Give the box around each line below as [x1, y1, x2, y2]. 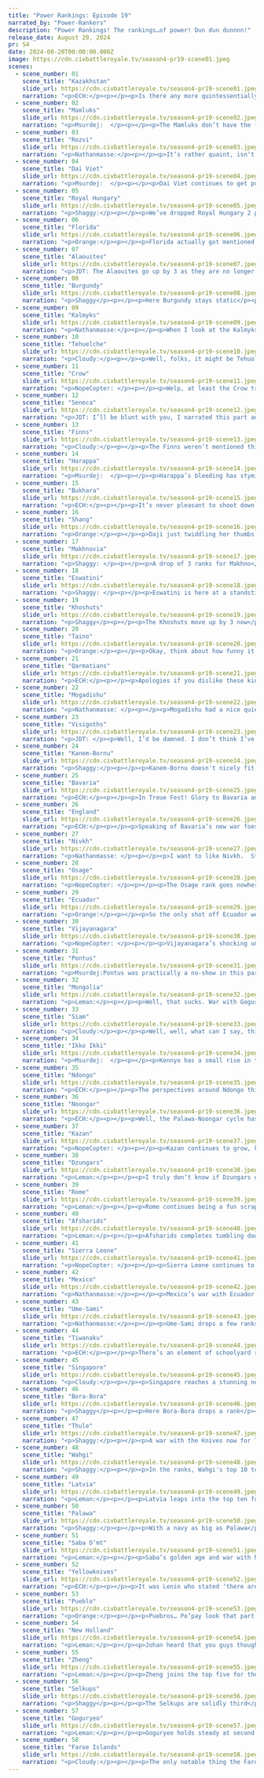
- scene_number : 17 [15, 538, 79, 546]
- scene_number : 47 [15, 1414, 79, 1423]
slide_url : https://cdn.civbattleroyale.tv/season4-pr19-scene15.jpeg [22, 494, 258, 501]
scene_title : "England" [22, 808, 101, 816]
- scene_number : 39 [15, 1181, 79, 1188]
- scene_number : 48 [15, 1444, 79, 1452]
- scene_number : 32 [15, 976, 79, 984]
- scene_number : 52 [15, 1561, 79, 1569]
